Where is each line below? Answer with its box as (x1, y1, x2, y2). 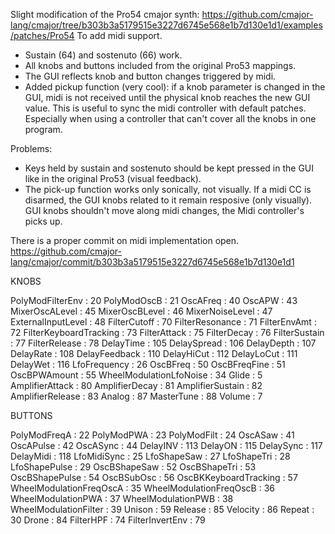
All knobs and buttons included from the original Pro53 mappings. (24, 60, 297, 71)
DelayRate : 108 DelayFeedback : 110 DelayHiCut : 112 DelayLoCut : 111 (10, 348, 298, 359)
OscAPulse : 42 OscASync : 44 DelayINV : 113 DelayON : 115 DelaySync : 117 (10, 440, 323, 451)
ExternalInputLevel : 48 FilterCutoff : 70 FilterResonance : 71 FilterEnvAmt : (10, 316, 317, 328)
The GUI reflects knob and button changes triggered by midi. (24, 70, 277, 82)
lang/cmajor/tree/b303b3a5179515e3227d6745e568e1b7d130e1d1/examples (10, 19, 323, 31)
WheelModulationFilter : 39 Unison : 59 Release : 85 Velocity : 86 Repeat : (10, 504, 315, 515)
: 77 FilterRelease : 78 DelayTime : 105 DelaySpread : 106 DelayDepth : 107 (10, 337, 317, 349)
